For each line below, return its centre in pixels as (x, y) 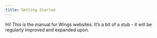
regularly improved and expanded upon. (47, 30)
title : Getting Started (30, 10)
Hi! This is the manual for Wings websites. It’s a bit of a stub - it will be (79, 24)
